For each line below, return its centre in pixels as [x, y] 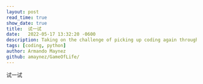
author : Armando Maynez [36, 51]
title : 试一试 [24, 29]
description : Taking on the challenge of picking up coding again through [102, 40]
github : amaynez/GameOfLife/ [43, 57]
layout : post [23, 12]
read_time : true [27, 18]
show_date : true [27, 23]
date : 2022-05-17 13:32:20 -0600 [51, 34]
